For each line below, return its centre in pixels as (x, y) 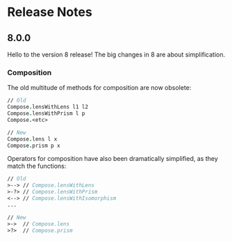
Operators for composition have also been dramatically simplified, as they (113, 159)
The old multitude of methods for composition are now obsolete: (99, 88)
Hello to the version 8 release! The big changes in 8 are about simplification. (116, 54)
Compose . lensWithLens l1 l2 (48, 107)
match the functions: (37, 166)
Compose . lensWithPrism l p (46, 114)
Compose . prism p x (34, 146)
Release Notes (50, 12)
